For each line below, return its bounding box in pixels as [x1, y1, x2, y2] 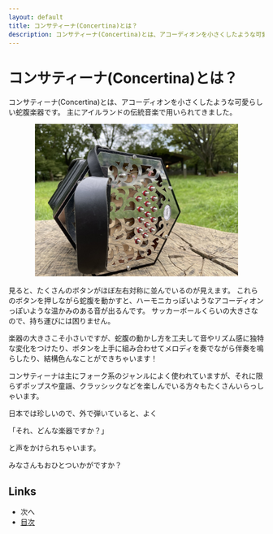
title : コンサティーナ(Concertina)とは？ [8, 21, 138, 30]
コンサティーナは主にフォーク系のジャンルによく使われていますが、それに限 [8, 371, 264, 381]
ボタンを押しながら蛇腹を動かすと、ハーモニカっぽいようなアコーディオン [15, 296, 264, 306]
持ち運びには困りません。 [29, 316, 115, 326]
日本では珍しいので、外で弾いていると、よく [8, 409, 158, 419]
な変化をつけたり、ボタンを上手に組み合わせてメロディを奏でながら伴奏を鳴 [8, 344, 264, 354]
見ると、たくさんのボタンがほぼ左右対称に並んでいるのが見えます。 [8, 285, 236, 296]
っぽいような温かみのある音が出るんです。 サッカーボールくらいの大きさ [8, 306, 252, 316]
